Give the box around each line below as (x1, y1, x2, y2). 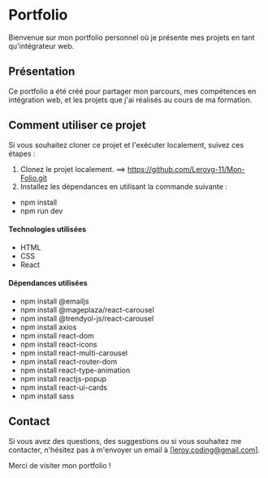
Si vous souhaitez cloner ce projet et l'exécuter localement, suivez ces (8, 140, 244, 149)
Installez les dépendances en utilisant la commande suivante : (19, 181, 227, 192)
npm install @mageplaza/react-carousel (19, 304, 154, 314)
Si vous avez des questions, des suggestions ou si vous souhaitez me (8, 436, 242, 446)
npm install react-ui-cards (19, 382, 108, 392)
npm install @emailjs (19, 296, 89, 306)
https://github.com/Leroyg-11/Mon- (127, 164, 245, 174)
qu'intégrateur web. (8, 41, 75, 50)
